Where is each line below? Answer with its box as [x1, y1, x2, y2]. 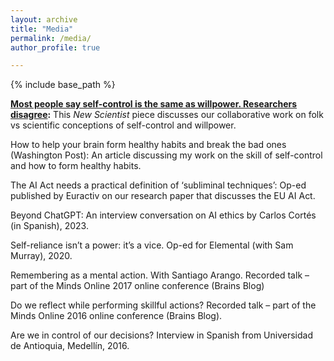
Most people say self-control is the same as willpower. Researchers [10, 98, 298, 110]
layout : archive [10, 14, 78, 25]
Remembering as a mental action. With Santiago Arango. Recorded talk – [10, 269, 310, 281]
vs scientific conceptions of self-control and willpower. [10, 119, 237, 131]
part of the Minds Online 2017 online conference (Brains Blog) [10, 280, 265, 292]
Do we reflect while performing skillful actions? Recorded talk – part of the [10, 299, 317, 311]
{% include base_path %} [10, 79, 116, 91]
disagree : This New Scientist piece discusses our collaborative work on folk [10, 109, 324, 121]
